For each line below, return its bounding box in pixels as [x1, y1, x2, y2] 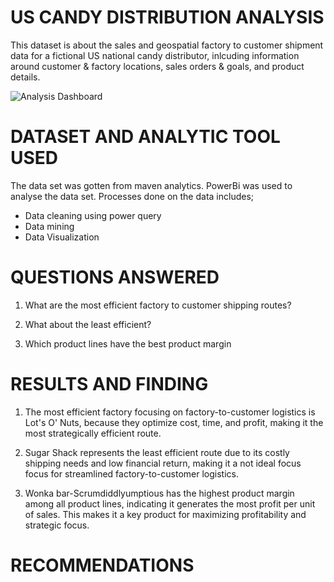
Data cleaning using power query [24, 209, 162, 221]
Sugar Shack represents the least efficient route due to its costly [24, 446, 290, 458]
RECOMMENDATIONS [10, 554, 195, 576]
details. [10, 71, 41, 83]
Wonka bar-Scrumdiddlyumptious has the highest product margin [24, 487, 295, 499]
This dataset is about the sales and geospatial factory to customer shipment [10, 39, 324, 51]
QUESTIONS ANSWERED [10, 266, 220, 289]
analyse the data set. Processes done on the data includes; [10, 190, 255, 202]
